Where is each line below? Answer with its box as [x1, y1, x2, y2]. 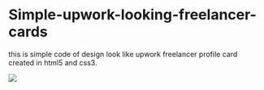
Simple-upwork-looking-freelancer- [8, 6, 258, 24]
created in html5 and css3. [8, 58, 97, 67]
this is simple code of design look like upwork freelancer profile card [8, 49, 238, 59]
